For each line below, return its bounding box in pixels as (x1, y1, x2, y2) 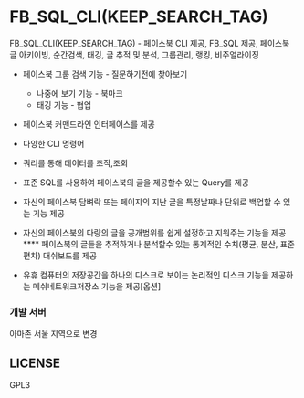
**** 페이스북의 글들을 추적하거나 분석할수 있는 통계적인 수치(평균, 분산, (22, 238, 278, 249)
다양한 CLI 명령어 (22, 138, 85, 149)
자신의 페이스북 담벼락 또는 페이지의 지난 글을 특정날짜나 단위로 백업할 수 (22, 196, 281, 207)
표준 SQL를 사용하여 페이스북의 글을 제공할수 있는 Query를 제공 (22, 176, 249, 188)
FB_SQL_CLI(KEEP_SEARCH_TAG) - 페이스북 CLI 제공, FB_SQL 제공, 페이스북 (9, 37, 290, 48)
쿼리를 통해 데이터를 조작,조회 (22, 157, 129, 168)
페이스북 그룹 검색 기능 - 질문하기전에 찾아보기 (22, 68, 188, 79)
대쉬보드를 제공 (42, 249, 98, 261)
